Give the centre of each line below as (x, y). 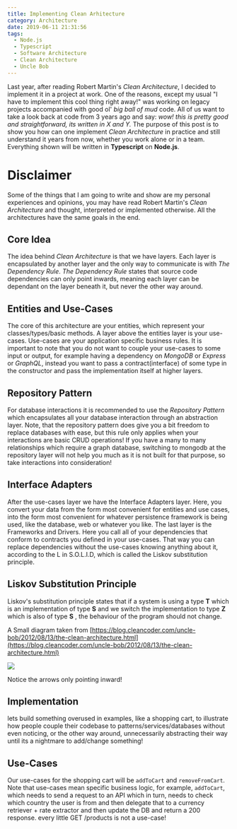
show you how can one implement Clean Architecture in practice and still (114, 131)
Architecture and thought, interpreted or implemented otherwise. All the (111, 210)
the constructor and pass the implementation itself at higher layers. (105, 371)
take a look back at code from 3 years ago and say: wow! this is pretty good (118, 117)
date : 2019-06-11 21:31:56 (47, 27)
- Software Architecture (50, 54)
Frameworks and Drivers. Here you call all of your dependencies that (108, 531)
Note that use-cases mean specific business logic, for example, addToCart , (116, 788)
